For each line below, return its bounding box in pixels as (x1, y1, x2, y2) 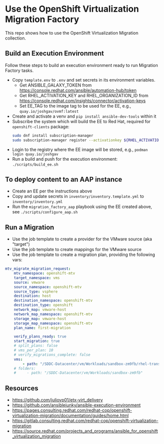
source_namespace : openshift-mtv (14, 284, 82, 289)
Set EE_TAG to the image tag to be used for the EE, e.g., (19, 103, 131, 108)
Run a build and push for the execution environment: (12, 156, 118, 162)
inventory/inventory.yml (12, 199, 63, 205)
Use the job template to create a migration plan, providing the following (12, 252, 155, 257)
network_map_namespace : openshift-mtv (14, 312, 93, 317)
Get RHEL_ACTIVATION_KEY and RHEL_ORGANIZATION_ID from (19, 92, 149, 98)
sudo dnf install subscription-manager (12, 133, 94, 138)
